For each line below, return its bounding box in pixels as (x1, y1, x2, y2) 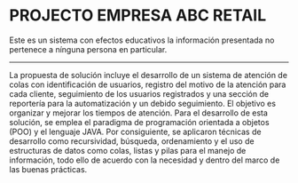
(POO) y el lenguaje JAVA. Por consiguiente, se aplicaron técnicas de (9, 126, 262, 137)
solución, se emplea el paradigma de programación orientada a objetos (9, 116, 270, 127)
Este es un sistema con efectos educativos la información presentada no (9, 35, 275, 45)
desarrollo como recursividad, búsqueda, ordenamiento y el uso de (9, 135, 255, 147)
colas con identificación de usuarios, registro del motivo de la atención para (9, 79, 286, 90)
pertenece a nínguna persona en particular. (9, 44, 168, 54)
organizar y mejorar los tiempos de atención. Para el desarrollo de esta (9, 107, 269, 118)
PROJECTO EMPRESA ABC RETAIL (9, 5, 267, 26)
